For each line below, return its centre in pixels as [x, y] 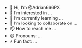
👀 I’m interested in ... [31, 13]
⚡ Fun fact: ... [23, 41]
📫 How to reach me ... [33, 29]
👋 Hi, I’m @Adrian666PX [35, 8]
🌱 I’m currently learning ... [36, 18]
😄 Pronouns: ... [26, 36]
